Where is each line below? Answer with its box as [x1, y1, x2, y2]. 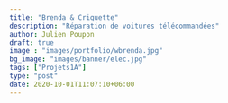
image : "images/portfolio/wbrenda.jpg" [9, 47, 164, 56]
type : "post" [9, 72, 59, 81]
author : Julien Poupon [9, 30, 95, 39]
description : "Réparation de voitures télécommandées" [9, 21, 220, 30]
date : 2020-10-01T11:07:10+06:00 [9, 80, 135, 89]
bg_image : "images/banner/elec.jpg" [9, 55, 147, 64]
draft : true [9, 38, 54, 47]
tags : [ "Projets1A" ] [9, 64, 87, 73]
